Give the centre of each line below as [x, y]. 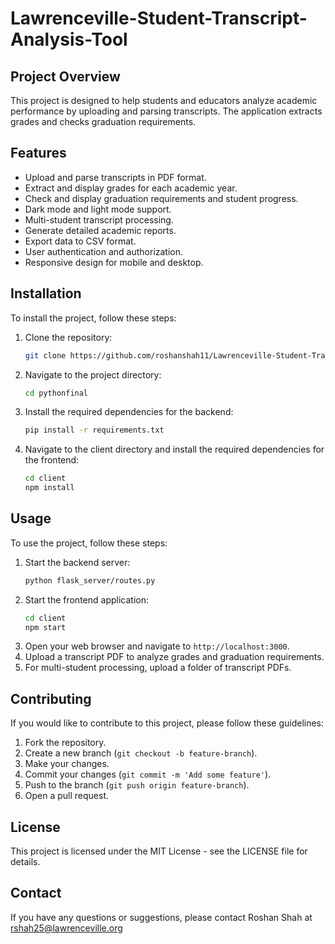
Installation [46, 293]
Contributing [51, 698]
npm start [45, 627]
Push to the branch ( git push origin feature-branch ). [137, 785]
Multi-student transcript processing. [99, 219]
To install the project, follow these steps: [93, 318]
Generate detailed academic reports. [100, 230]
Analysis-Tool [69, 39]
